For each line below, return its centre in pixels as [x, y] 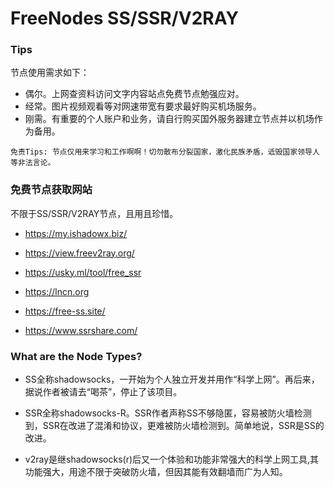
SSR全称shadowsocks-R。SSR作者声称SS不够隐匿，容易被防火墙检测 [168, 413]
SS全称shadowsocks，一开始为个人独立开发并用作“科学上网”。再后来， [172, 379]
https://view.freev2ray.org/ [79, 253]
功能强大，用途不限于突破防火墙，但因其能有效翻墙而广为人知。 [156, 472]
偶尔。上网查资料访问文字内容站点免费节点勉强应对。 [134, 94]
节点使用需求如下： [50, 73]
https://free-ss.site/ [65, 311]
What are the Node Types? [76, 356]
